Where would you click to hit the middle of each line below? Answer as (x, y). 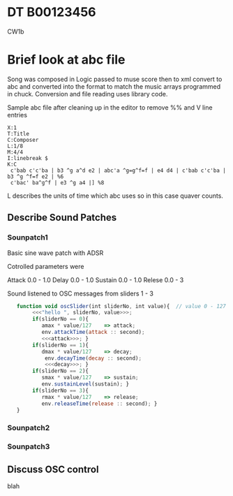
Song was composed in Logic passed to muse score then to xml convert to (115, 79)
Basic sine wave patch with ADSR (55, 253)
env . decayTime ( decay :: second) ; (93, 358)
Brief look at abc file (66, 60)
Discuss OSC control (53, 469)
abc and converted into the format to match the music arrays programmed (114, 86)
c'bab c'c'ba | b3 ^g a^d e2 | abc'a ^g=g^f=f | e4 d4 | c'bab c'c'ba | (118, 170)
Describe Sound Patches (62, 218)
